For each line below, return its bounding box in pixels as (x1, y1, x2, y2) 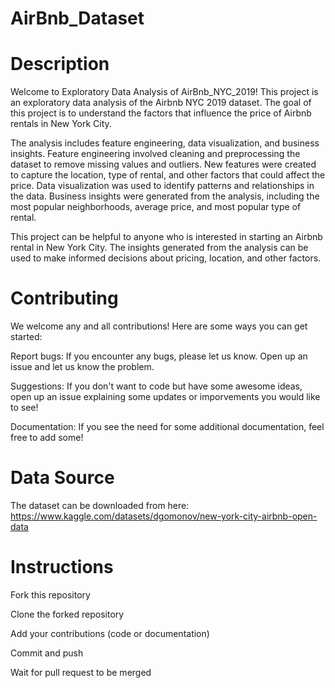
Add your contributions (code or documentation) (10, 627, 210, 639)
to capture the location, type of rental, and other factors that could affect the (10, 169, 326, 181)
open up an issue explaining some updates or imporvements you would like (10, 391, 321, 403)
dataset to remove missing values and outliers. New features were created (10, 158, 317, 171)
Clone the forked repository (10, 608, 125, 620)
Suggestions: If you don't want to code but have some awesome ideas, (10, 380, 303, 392)
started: (10, 331, 43, 343)
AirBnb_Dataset (10, 7, 145, 30)
